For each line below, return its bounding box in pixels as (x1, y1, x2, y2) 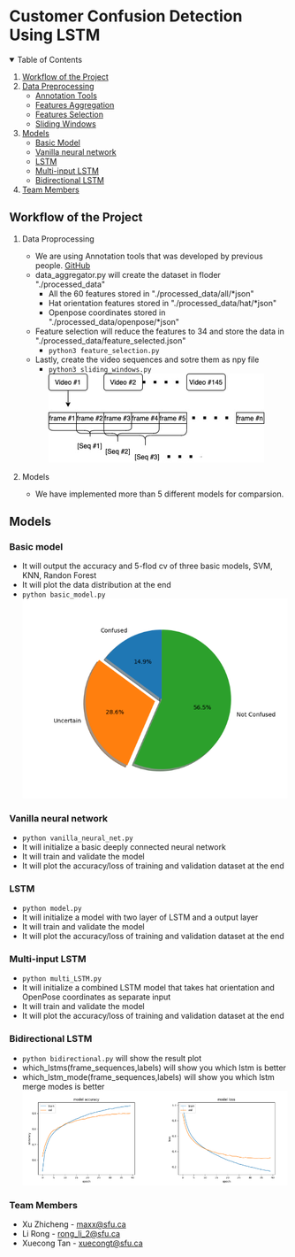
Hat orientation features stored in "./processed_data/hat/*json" (48, 297, 276, 308)
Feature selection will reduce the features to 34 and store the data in (34, 326, 285, 336)
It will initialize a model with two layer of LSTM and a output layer (21, 912, 259, 922)
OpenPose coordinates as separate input (21, 991, 171, 1002)
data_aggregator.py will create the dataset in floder (34, 269, 221, 280)
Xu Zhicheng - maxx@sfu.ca (21, 1219, 126, 1230)
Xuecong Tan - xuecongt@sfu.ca (21, 1238, 143, 1248)
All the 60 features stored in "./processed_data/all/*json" (48, 288, 254, 298)
